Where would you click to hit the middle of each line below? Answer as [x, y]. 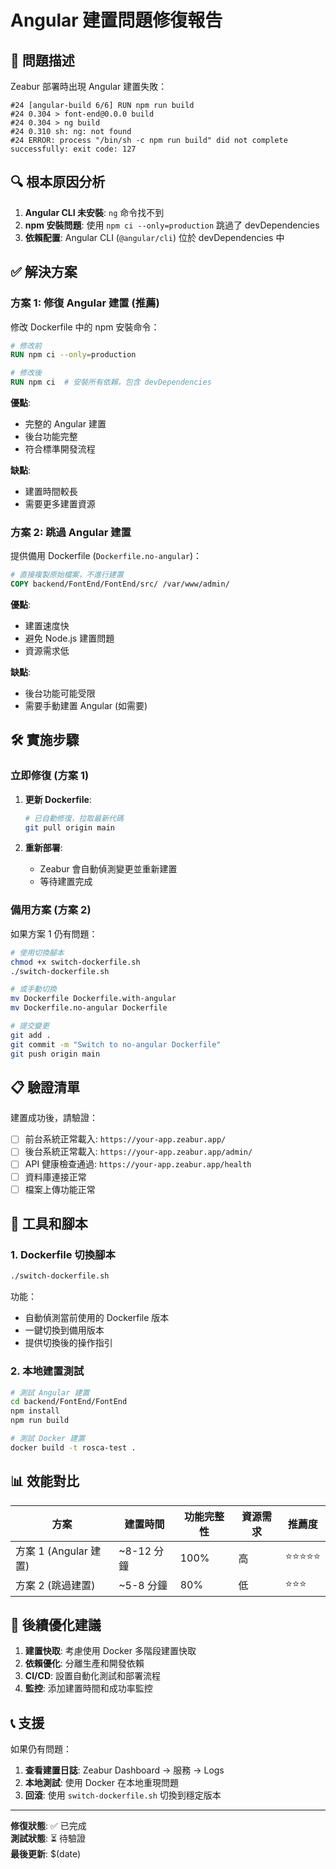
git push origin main [55, 1054]
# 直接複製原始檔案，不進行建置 [67, 575]
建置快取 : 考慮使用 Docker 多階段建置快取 [110, 1651]
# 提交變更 [30, 1026]
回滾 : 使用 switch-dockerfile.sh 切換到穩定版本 [123, 1795]
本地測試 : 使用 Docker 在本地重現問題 [101, 1783]
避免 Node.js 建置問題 [69, 638]
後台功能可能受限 [60, 693]
